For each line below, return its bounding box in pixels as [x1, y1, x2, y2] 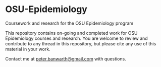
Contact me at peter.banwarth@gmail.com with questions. [5, 55, 126, 61]
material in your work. [5, 46, 50, 52]
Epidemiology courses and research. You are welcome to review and [5, 35, 148, 41]
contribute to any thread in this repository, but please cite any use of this [5, 40, 156, 46]
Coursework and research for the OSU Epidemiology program [5, 20, 134, 26]
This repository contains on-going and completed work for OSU [5, 30, 138, 36]
